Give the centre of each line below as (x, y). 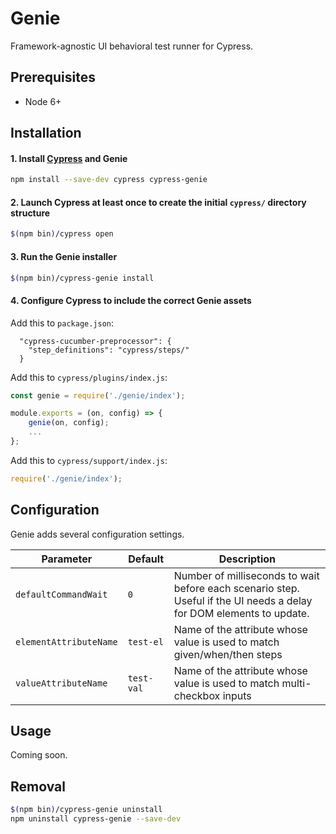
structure (30, 213)
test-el (145, 641)
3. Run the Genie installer (64, 256)
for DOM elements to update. (241, 613)
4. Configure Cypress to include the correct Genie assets (131, 300)
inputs (237, 695)
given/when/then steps (228, 654)
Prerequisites (53, 77)
